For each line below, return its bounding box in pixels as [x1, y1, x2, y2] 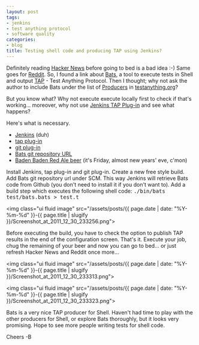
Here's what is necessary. [6, 119, 70, 127]
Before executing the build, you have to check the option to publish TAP [6, 229, 183, 236]
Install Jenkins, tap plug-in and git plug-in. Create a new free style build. [6, 168, 185, 175]
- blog [6, 43, 23, 49]
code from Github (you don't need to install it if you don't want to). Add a [6, 181, 186, 188]
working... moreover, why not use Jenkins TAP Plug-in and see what [6, 101, 175, 109]
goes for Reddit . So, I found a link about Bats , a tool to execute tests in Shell [6, 70, 193, 78]
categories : [6, 37, 36, 43]
